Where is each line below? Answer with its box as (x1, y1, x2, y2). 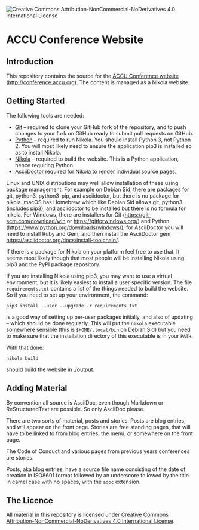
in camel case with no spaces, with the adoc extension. (6, 478, 141, 485)
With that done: (6, 344, 44, 351)
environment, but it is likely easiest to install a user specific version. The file (6, 278, 192, 286)
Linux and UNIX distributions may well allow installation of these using (6, 179, 179, 186)
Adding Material (6, 383, 68, 393)
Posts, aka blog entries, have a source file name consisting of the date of (6, 466, 186, 473)
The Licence (6, 495, 53, 506)
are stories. (6, 454, 34, 461)
